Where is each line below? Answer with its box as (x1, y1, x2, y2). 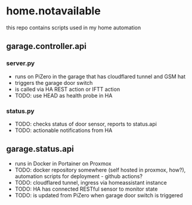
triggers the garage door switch (14, 79, 93, 86)
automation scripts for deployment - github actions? (14, 172, 143, 180)
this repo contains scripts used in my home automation (6, 24, 141, 31)
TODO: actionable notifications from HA (14, 127, 113, 134)
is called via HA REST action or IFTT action (14, 85, 120, 93)
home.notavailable (6, 4, 101, 18)
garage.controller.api (6, 41, 86, 51)
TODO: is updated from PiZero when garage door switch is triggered (14, 191, 183, 198)
